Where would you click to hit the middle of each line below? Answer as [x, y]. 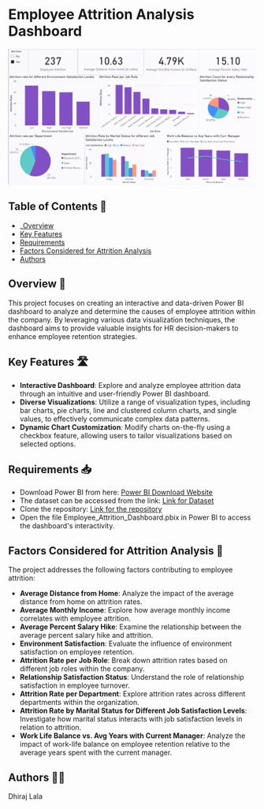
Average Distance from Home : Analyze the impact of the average [126, 594]
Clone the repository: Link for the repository [91, 509]
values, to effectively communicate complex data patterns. [115, 419]
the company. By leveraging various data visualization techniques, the [122, 319]
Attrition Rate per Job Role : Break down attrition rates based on [123, 661]
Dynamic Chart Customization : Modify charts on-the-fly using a [125, 427]
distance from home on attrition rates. [81, 602]
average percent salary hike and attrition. [86, 636]
